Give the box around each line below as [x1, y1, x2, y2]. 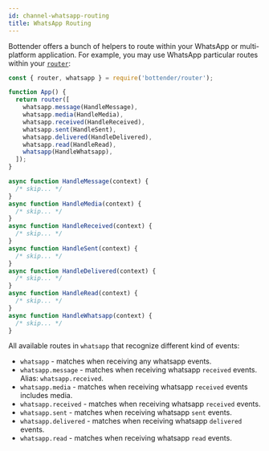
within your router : [8, 58, 71, 68]
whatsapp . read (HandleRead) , [22, 140, 116, 148]
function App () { [8, 88, 67, 96]
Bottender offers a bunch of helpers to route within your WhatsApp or [8, 41, 238, 51]
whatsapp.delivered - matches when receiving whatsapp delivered [19, 416, 243, 426]
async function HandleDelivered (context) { [8, 266, 157, 275]
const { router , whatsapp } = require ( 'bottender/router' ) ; [8, 74, 214, 82]
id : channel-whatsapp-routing [8, 11, 110, 20]
